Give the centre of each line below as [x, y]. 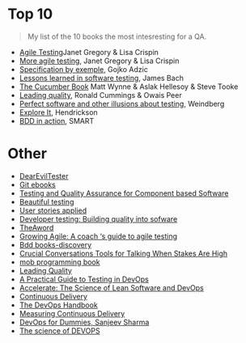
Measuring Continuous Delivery [72, 313]
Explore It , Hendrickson [58, 112]
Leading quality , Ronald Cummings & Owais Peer [101, 95]
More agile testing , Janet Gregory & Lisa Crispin [99, 61]
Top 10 [30, 14]
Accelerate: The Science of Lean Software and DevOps [111, 287]
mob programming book [59, 262]
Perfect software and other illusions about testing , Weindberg [122, 104]
